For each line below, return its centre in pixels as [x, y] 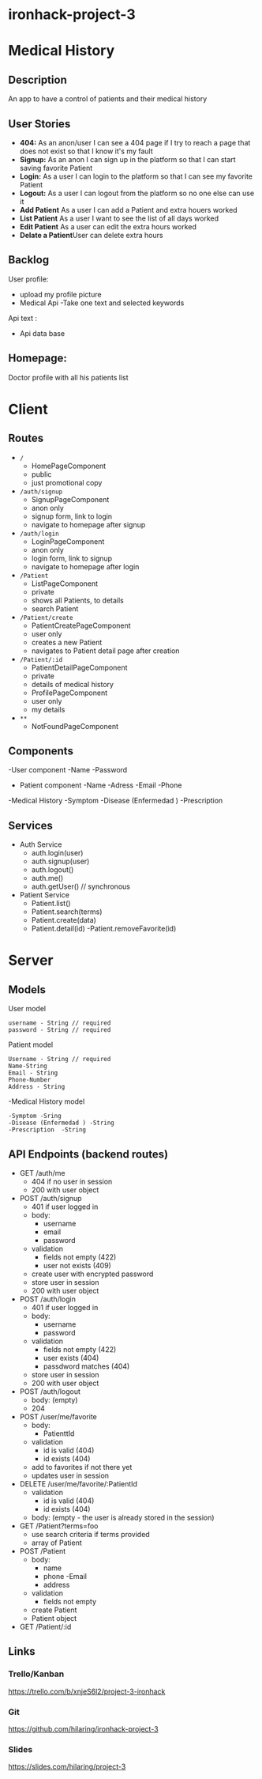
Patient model [31, 1044]
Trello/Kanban [36, 1674]
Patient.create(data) [64, 920]
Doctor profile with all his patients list [68, 377]
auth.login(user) [57, 853]
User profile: [28, 279]
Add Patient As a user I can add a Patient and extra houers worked [129, 210]
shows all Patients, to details [77, 600]
